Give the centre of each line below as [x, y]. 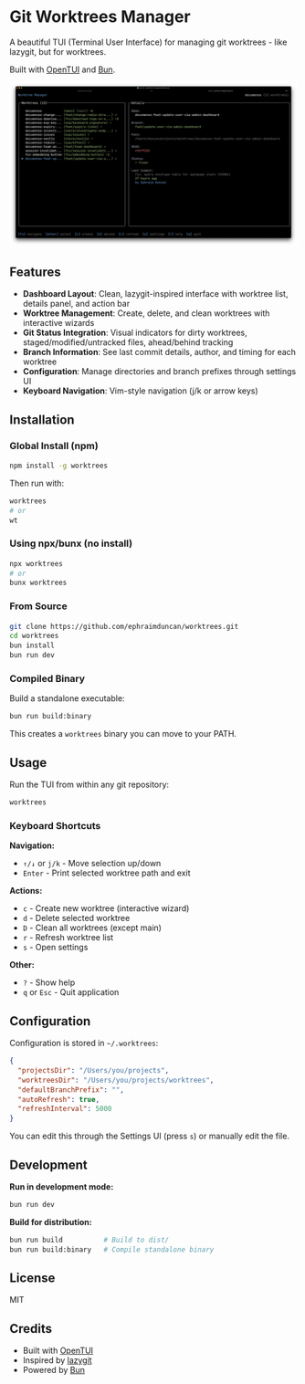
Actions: [26, 891]
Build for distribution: [51, 1221]
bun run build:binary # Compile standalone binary [112, 1249]
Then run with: [37, 483]
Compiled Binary [47, 679]
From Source [38, 606]
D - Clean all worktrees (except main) [92, 928]
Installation [42, 419]
